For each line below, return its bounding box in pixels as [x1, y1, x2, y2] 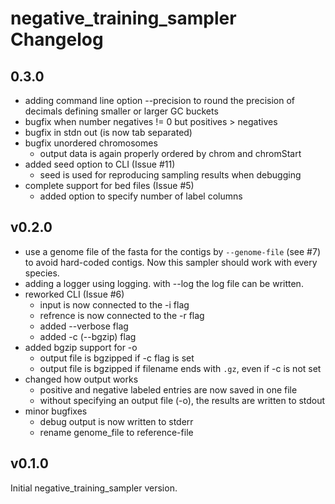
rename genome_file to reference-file [39, 426, 194, 438]
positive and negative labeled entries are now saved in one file [39, 383, 298, 396]
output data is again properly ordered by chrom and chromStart [39, 148, 302, 159]
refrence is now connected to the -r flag [39, 309, 205, 321]
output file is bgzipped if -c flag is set [39, 352, 195, 364]
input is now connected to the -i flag [39, 298, 190, 311]
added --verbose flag [39, 320, 129, 332]
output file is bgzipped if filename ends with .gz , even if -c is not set [39, 362, 322, 374]
